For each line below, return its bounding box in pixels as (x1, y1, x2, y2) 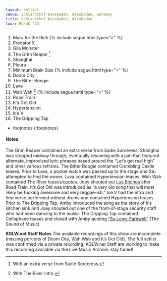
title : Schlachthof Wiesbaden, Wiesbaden (5, 16, 93, 21)
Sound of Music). (5, 221, 41, 227)
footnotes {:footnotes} (12, 125, 58, 131)
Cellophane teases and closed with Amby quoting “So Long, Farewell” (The (5, 216, 159, 222)
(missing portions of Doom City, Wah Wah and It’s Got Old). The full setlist (5, 236, 157, 242)
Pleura (12, 61, 26, 67)
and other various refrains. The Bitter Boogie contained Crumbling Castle (5, 163, 155, 169)
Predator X (12, 40, 35, 46)
